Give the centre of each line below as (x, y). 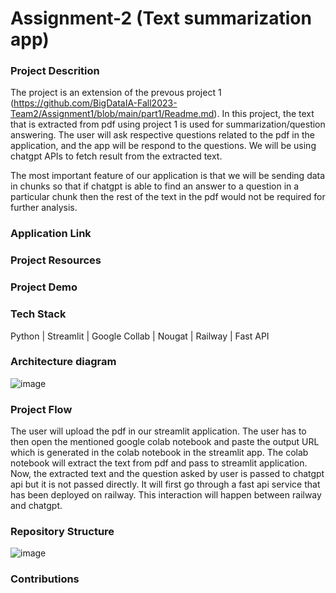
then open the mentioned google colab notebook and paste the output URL (165, 442)
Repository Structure (62, 532)
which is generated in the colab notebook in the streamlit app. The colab (159, 453)
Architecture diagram (63, 362)
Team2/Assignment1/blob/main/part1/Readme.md (112, 114)
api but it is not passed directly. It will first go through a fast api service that (165, 484)
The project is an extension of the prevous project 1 (116, 93)
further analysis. (44, 208)
